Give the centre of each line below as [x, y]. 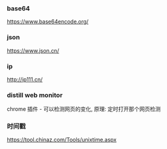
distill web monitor [35, 95]
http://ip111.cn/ [25, 79]
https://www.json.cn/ [33, 50]
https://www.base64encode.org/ [48, 22]
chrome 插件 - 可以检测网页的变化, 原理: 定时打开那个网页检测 [84, 109]
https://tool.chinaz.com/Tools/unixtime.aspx [62, 140]
